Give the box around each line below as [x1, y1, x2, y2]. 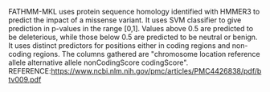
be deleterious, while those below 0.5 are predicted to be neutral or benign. [8, 32, 258, 42]
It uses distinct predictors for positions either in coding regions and [8, 41, 231, 50]
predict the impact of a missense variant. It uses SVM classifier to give [8, 15, 242, 25]
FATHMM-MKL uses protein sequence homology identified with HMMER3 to [8, 7, 260, 16]
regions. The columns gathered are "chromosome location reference [33, 50, 260, 58]
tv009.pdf [8, 75, 42, 84]
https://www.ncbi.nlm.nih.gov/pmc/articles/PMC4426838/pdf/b [51, 66, 262, 75]
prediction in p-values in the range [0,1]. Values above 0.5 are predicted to [8, 24, 254, 33]
